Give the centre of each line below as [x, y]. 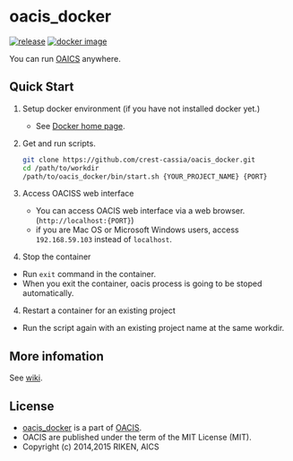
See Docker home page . [80, 126]
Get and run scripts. [59, 143]
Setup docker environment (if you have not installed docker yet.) [141, 109]
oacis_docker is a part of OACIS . [82, 427]
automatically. [48, 293]
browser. [229, 211]
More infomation [57, 356]
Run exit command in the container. [89, 274]
